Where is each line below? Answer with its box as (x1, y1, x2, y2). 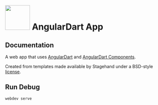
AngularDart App (32, 21, 104, 33)
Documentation (5, 41, 54, 49)
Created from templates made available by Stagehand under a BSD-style (5, 64, 153, 69)
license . (5, 69, 21, 74)
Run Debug (5, 83, 40, 91)
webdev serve (5, 96, 32, 101)
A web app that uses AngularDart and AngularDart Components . (5, 54, 136, 60)
